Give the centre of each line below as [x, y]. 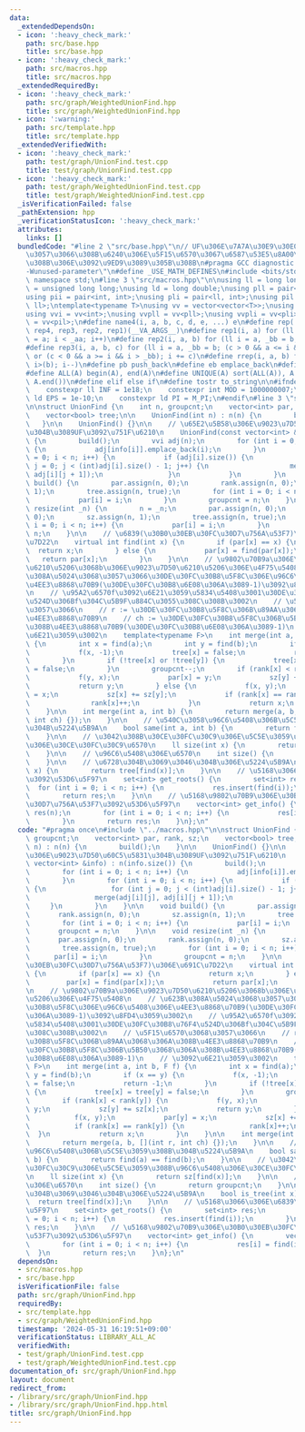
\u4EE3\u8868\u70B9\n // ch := [91, 619]
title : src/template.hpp [73, 136]
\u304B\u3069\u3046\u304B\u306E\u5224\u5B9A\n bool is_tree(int [156, 1194]
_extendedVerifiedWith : [62, 145]
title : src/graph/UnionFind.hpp [70, 1414]
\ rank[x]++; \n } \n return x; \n [160, 703]
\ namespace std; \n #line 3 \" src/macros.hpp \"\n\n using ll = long [154, 280]
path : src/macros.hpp [66, 69]
